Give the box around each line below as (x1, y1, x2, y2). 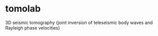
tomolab (5, 3, 41, 14)
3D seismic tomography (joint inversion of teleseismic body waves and (5, 19, 153, 25)
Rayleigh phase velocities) (5, 24, 60, 30)
